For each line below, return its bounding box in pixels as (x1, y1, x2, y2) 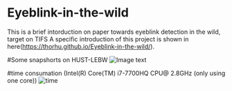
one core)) (7, 76, 37, 84)
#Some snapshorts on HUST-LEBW (7, 55, 109, 63)
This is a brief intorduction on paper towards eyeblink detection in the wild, (7, 28, 221, 36)
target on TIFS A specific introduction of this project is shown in (7, 34, 189, 43)
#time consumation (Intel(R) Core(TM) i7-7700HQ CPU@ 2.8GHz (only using (7, 69, 226, 77)
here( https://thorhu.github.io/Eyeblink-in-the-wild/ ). (7, 42, 154, 50)
